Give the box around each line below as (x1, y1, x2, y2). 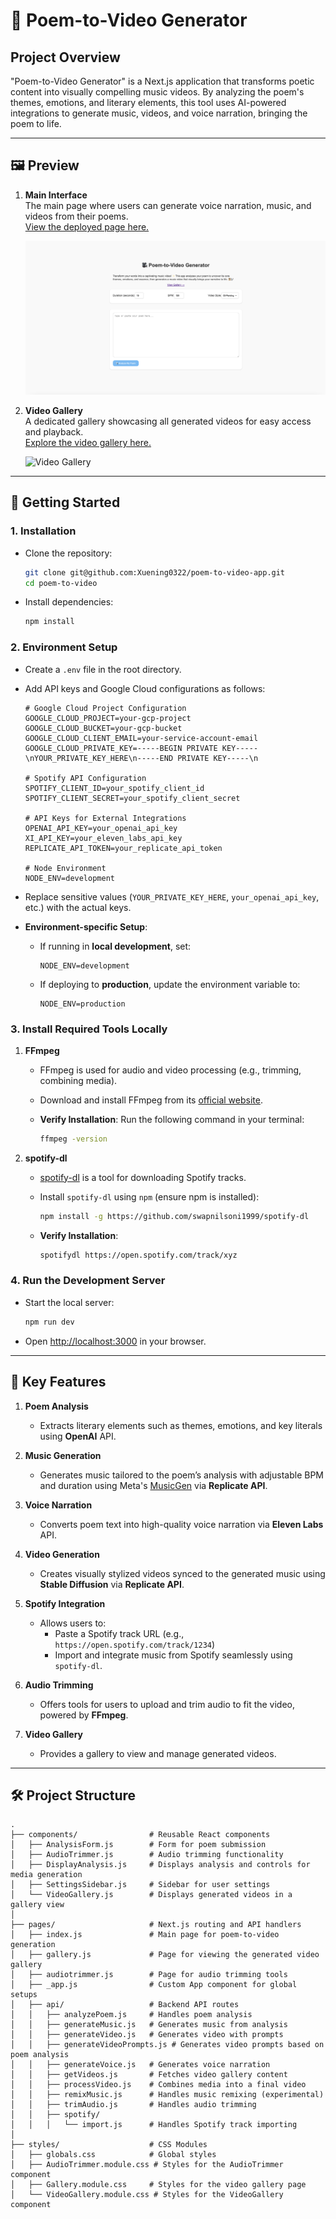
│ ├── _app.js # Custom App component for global (10, 1980, 298, 1990)
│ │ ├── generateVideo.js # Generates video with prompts (10, 2030, 284, 2040)
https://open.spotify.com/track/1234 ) (54, 1638, 216, 1650)
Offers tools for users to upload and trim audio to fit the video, (39, 1698, 296, 1710)
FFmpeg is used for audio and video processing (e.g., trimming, (39, 1064, 302, 1076)
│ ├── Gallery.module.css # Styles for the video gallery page (10, 2180, 307, 2190)
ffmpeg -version (39, 1134, 108, 1144)
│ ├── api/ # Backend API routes (10, 2000, 240, 2010)
